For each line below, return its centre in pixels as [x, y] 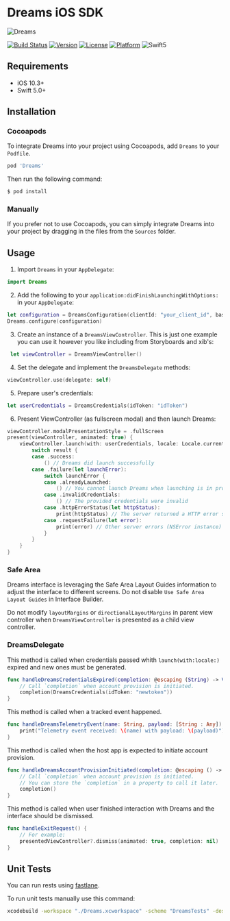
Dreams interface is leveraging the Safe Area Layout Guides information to [112, 585]
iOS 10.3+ [30, 83]
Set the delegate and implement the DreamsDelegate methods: [104, 367]
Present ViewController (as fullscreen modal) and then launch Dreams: [116, 419]
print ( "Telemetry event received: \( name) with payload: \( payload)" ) [122, 731]
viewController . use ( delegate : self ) [59, 380]
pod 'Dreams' [26, 166]
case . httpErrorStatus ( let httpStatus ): [102, 508]
